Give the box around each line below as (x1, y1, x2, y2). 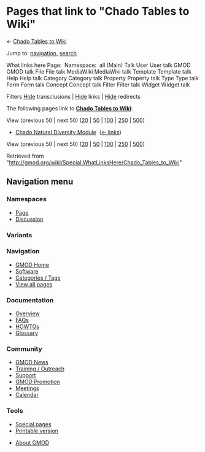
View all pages (15, 280, 53, 288)
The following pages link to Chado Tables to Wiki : (6, 104, 133, 112)
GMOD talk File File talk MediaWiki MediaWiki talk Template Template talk (6, 67, 191, 75)
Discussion (15, 215, 44, 223)
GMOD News (15, 359, 48, 366)
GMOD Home (15, 261, 49, 268)
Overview (15, 310, 40, 317)
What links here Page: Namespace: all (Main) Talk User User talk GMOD (6, 61, 191, 69)
